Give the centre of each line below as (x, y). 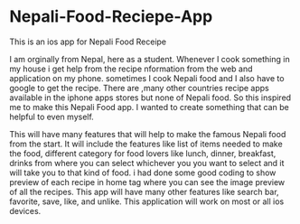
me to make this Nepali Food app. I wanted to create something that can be (149, 107)
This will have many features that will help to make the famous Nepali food (148, 134)
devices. (25, 210)
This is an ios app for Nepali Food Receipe (88, 42)
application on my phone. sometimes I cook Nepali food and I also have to (147, 78)
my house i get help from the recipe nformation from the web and (131, 69)
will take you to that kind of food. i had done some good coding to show (143, 173)
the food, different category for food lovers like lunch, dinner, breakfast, (143, 153)
